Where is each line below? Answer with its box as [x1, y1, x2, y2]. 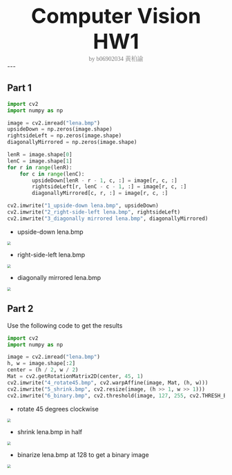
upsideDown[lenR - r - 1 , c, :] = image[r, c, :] [32, 177, 177, 184]
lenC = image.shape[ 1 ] [7, 158, 72, 165]
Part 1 [7, 82, 32, 94]
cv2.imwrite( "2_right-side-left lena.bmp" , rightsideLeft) [7, 209, 181, 216]
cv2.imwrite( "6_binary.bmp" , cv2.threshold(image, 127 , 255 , [7, 392, 187, 399]
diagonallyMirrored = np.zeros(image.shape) [7, 139, 137, 146]
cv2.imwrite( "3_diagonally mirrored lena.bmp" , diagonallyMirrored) [7, 215, 209, 222]
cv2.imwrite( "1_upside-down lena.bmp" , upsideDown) [7, 203, 159, 209]
